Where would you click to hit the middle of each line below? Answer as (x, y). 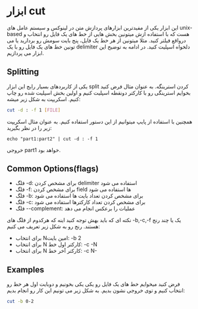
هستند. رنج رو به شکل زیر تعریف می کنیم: (54, 226)
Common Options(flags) (53, 169)
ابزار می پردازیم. (25, 53)
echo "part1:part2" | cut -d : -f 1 (52, 139)
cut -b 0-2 (20, 302)
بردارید (28, 40)
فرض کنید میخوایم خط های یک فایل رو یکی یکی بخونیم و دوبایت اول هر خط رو (94, 284)
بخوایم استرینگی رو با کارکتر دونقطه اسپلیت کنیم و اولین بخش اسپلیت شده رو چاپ (99, 93)
